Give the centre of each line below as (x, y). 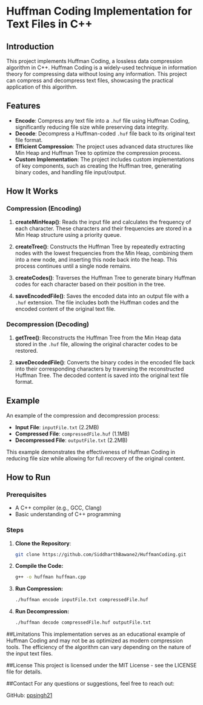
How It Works (32, 192)
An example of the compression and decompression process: (83, 415)
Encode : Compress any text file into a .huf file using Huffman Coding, (102, 120)
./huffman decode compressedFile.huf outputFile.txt (83, 623)
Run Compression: (39, 589)
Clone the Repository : (43, 543)
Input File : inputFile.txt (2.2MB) (57, 427)
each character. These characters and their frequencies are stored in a (103, 228)
